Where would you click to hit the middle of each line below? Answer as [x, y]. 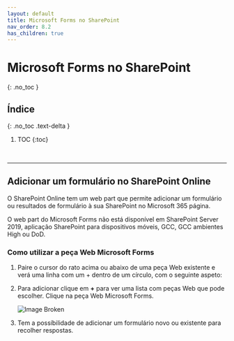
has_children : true [36, 33]
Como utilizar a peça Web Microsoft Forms [81, 252]
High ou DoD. [26, 234]
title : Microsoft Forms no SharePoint [63, 20]
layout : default [31, 14]
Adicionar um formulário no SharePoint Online [109, 181]
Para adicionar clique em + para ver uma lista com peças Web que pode [121, 289]
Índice [21, 109]
